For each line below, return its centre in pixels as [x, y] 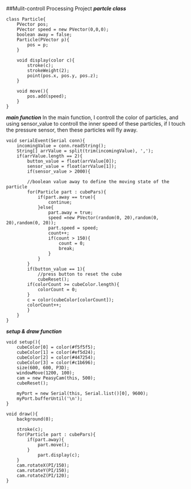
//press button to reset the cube [80, 274]
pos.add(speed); [47, 96]
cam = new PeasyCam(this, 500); [56, 378]
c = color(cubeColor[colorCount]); [71, 300]
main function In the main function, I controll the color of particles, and [92, 117]
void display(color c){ [46, 60]
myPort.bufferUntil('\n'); [50, 399]
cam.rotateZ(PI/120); [43, 475]
